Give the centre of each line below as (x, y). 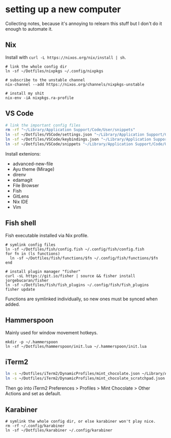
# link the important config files (43, 125)
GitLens (21, 196)
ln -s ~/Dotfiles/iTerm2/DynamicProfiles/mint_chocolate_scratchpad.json (85, 378)
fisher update (20, 289)
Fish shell (21, 223)
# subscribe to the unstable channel (45, 80)
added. (13, 304)
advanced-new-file (33, 164)
